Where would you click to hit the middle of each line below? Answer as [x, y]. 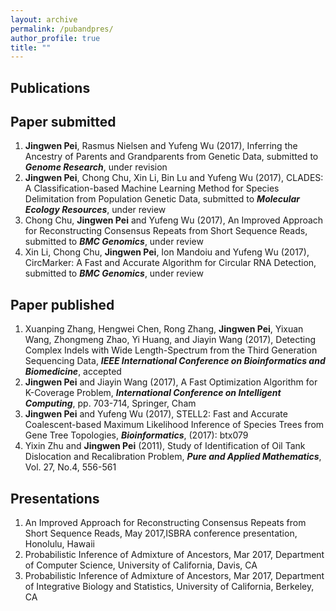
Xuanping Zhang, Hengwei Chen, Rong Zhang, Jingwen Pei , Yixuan [164, 329]
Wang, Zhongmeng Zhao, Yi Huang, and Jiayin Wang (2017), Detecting [170, 340]
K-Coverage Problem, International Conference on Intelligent [153, 393]
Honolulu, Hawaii [59, 544]
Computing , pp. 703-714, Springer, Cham [110, 403]
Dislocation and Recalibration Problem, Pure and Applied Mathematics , [173, 457]
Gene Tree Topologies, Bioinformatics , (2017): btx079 [136, 435]
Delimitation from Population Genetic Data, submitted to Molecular [162, 199]
